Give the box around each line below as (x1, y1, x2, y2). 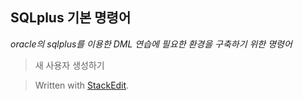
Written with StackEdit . (34, 79, 130, 91)
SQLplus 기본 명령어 (10, 9, 132, 27)
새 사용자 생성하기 (34, 59, 105, 71)
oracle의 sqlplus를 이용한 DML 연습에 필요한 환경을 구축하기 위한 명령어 (10, 38, 293, 50)
